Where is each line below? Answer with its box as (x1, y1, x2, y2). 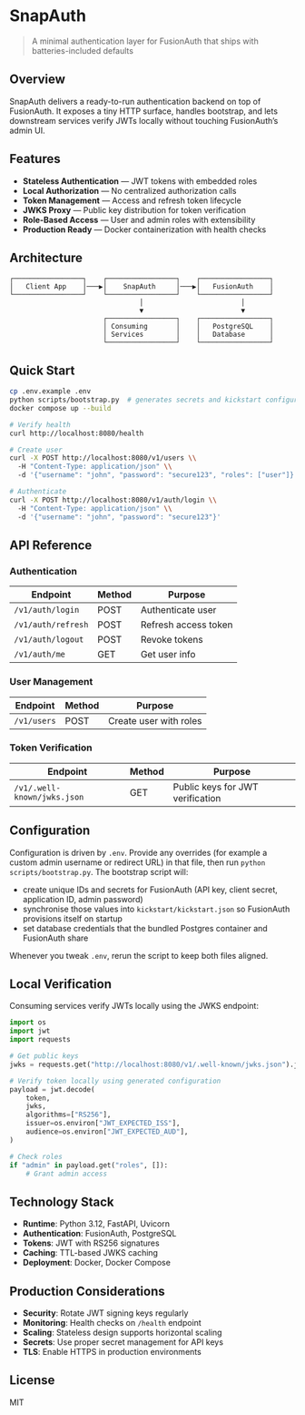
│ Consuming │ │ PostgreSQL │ (103, 322, 274, 331)
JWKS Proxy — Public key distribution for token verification (22, 204, 247, 215)
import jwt (9, 1026, 51, 1036)
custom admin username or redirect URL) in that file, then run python (9, 857, 266, 868)
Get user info (140, 648, 196, 661)
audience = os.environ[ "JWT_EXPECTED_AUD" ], (25, 1127, 189, 1136)
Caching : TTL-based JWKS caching (22, 1247, 159, 1258)
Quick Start (9, 362, 75, 378)
